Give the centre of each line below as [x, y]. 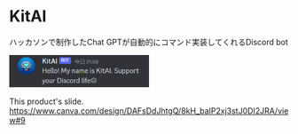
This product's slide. [47, 101]
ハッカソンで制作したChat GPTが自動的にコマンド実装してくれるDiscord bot [149, 42]
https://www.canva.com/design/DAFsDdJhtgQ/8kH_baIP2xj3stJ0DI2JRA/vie [149, 110]
